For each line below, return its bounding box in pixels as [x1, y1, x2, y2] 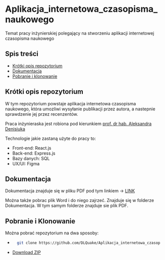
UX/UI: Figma [12, 161, 40, 166]
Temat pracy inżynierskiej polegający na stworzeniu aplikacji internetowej [5, 30, 154, 36]
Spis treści [5, 50, 38, 58]
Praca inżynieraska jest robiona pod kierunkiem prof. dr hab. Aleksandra [5, 121, 152, 127]
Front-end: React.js [12, 145, 52, 151]
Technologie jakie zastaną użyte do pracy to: [5, 135, 96, 141]
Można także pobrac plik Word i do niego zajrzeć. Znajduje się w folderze [5, 197, 154, 203]
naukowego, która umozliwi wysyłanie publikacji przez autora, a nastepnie [5, 106, 156, 112]
